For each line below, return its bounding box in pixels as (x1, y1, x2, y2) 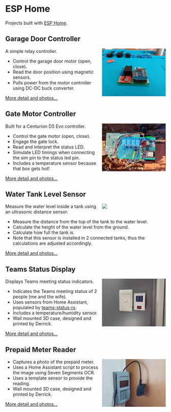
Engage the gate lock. (12, 138, 59, 144)
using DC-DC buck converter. (12, 85, 75, 91)
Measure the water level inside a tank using (5, 203, 97, 210)
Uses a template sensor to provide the (12, 375, 93, 381)
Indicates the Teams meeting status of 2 (12, 288, 97, 295)
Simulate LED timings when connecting (12, 149, 95, 155)
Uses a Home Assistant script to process (12, 364, 98, 370)
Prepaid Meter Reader (5, 345, 76, 354)
